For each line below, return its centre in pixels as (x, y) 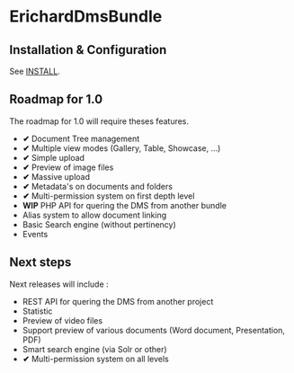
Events (35, 234)
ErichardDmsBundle (86, 17)
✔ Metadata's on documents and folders (98, 186)
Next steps (40, 262)
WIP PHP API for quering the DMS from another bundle (125, 205)
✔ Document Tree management (81, 138)
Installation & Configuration (88, 50)
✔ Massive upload (56, 176)
